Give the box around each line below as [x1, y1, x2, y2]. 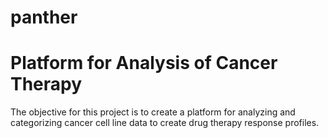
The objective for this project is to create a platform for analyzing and [10, 106, 296, 118]
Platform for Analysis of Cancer [10, 52, 278, 75]
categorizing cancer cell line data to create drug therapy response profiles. [10, 117, 320, 129]
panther [10, 6, 78, 29]
